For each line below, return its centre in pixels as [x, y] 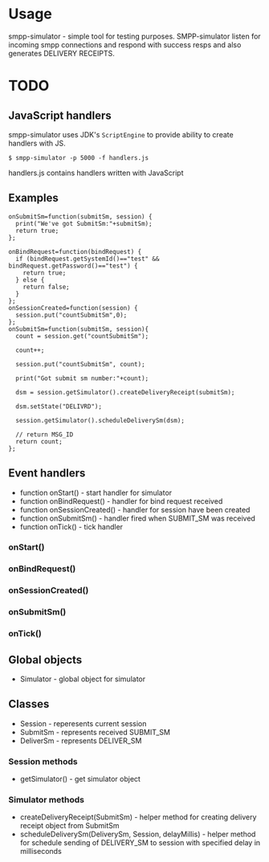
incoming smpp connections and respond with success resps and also [125, 44]
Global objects [45, 660]
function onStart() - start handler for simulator [96, 492]
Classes [29, 704]
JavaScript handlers [60, 115]
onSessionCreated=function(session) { [73, 308]
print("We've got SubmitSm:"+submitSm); [84, 223]
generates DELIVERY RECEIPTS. [61, 53]
